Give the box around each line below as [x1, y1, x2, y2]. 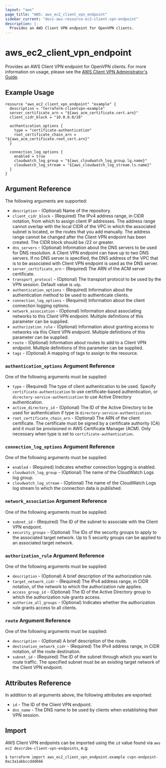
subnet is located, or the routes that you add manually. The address [12, 229, 151, 234]
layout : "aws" [5, 7, 35, 12]
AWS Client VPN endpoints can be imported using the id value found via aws [5, 740, 161, 746]
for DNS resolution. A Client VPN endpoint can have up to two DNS [12, 249, 149, 256]
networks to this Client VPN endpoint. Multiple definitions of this [12, 313, 144, 319]
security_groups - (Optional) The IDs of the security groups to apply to [12, 529, 157, 535]
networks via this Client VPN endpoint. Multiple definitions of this [12, 329, 145, 335]
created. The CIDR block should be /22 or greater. [12, 239, 114, 245]
